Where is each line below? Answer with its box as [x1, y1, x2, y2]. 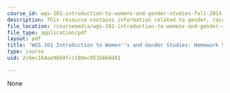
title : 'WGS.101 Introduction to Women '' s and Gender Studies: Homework [7, 42, 219, 49]
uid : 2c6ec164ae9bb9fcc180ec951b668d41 [7, 55, 121, 62]
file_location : [7, 23, 51, 29]
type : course [7, 49, 44, 55]
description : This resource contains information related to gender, [7, 16, 210, 23]
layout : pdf [7, 36, 41, 42]
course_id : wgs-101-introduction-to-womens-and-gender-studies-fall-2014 [7, 10, 222, 17]
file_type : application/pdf [7, 29, 88, 36]
